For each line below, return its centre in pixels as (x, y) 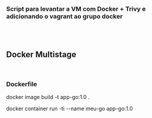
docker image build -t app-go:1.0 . (48, 97)
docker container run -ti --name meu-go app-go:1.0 (69, 108)
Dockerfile (22, 84)
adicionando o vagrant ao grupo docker (65, 16)
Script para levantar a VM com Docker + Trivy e (76, 9)
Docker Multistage (41, 55)
